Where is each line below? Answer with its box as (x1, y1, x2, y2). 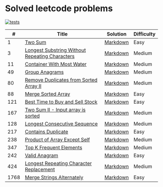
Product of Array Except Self (25, 136, 90, 143)
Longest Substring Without (25, 47, 86, 54)
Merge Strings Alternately (25, 174, 83, 181)
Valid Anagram (25, 152, 58, 159)
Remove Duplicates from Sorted (25, 76, 98, 83)
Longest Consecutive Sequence (25, 120, 98, 127)
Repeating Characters (25, 53, 75, 59)
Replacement (25, 166, 55, 173)
